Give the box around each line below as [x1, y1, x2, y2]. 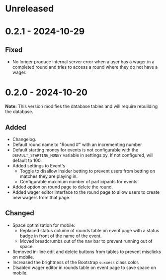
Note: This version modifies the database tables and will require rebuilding [5, 103, 158, 110]
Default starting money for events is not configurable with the [12, 146, 138, 152]
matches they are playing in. [19, 173, 78, 179]
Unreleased [5, 3, 54, 14]
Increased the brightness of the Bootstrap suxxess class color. [12, 259, 140, 265]
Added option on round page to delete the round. [12, 184, 113, 190]
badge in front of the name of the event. [19, 233, 102, 239]
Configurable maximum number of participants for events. [19, 178, 139, 184]
